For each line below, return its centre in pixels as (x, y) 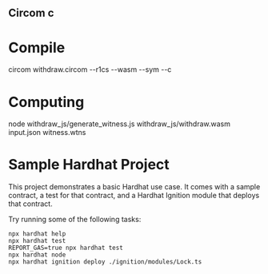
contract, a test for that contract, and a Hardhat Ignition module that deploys (134, 196)
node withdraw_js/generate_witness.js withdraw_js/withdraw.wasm (119, 124)
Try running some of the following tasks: (75, 220)
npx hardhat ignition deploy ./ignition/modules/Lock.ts (105, 262)
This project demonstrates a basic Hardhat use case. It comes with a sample (134, 187)
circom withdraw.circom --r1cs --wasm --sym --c (90, 69)
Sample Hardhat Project (89, 165)
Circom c (31, 13)
